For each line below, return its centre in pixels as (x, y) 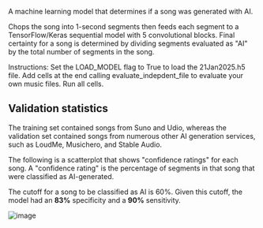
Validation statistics (58, 108)
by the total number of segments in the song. (81, 52)
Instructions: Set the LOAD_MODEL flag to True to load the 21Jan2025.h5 (127, 67)
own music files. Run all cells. (56, 84)
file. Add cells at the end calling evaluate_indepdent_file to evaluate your (126, 75)
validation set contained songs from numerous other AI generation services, (132, 136)
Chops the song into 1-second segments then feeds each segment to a (124, 26)
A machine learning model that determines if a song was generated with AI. (131, 11)
